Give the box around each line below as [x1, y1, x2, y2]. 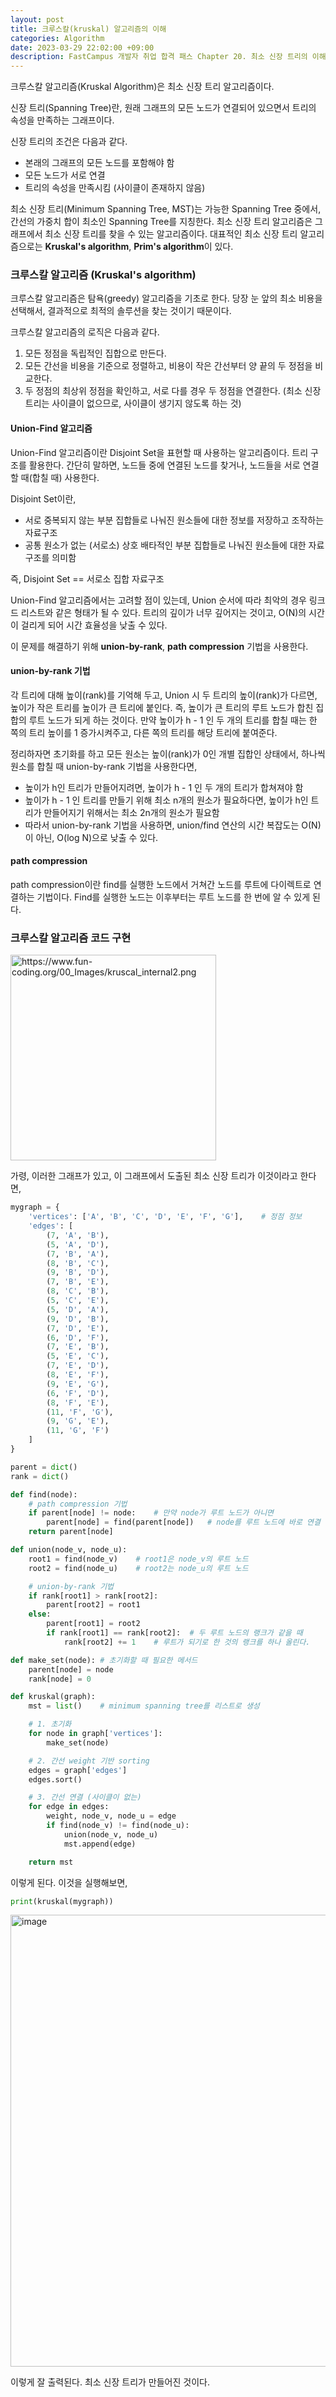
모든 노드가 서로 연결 [24, 169, 106, 181]
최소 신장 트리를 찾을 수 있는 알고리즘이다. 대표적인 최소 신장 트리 [44, 228, 298, 240]
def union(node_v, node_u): [10, 1545, 128, 1555]
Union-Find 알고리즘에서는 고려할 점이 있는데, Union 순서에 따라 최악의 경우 [10, 594, 307, 606]
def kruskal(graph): [10, 1692, 97, 1702]
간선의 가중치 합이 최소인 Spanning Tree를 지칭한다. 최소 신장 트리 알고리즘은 [10, 216, 313, 228]
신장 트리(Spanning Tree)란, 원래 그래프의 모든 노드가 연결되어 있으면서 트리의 [10, 102, 317, 114]
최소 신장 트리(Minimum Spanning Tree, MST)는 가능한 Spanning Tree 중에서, [10, 203, 322, 215]
